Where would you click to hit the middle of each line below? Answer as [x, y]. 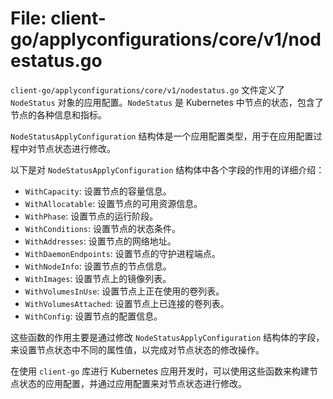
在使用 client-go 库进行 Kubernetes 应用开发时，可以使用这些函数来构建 [160, 371]
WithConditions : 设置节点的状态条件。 [103, 228]
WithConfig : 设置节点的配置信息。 [93, 316]
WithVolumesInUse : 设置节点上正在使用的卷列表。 [124, 291]
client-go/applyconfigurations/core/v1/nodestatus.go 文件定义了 [148, 89]
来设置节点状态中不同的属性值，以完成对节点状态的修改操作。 [137, 349]
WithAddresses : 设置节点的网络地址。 [100, 241]
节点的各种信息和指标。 [58, 114]
